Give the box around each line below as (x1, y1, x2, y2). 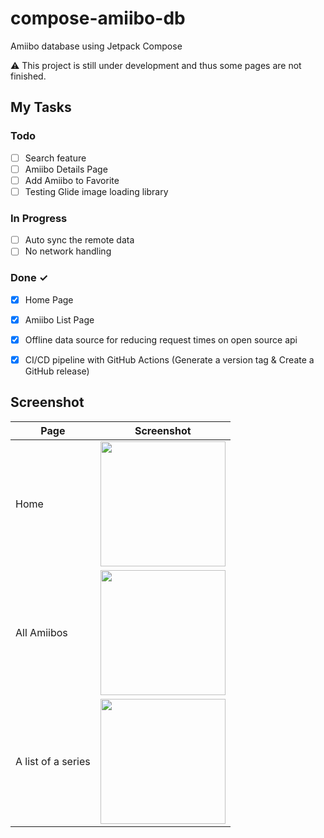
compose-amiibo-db (10, 7, 186, 30)
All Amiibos (15, 625, 68, 639)
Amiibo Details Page (24, 163, 108, 175)
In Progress (10, 211, 68, 225)
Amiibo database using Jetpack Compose (10, 40, 183, 52)
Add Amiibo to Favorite (24, 174, 120, 186)
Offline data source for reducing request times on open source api (24, 333, 298, 346)
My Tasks (10, 99, 72, 116)
